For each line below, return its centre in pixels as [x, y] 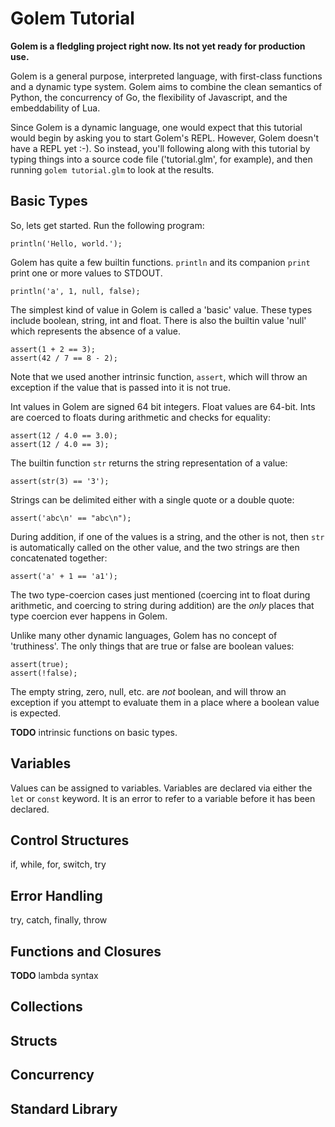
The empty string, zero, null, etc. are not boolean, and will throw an [148, 691]
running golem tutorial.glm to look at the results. [112, 169]
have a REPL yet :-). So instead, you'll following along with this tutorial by [160, 148]
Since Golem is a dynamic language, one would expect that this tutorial [156, 127]
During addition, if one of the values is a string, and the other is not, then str [167, 536]
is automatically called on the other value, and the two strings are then [155, 547]
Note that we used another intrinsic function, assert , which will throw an [159, 376]
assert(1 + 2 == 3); [53, 349]
